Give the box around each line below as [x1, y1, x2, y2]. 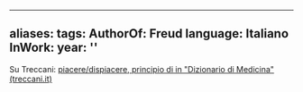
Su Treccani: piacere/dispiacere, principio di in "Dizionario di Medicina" [9, 63, 275, 74]
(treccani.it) [9, 73, 52, 84]
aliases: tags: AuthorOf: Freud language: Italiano [9, 26, 289, 41]
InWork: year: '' [9, 40, 98, 55]
